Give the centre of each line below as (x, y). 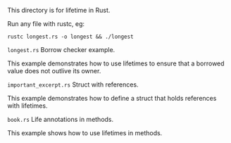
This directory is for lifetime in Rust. (59, 10)
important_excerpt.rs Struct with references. (73, 85)
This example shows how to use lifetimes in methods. (85, 133)
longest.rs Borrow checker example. (61, 50)
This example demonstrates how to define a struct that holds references (112, 98)
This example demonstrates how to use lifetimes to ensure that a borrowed (116, 63)
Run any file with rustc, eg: (46, 24)
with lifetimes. (27, 106)
